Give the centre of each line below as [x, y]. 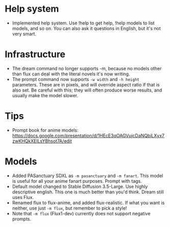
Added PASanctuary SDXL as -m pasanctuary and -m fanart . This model [88, 176]
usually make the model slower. [45, 95]
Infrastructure [35, 54]
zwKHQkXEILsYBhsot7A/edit [42, 141]
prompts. [22, 219]
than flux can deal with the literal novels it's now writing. [71, 74]
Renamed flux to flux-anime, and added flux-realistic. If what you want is [88, 203]
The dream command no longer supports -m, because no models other [87, 68]
